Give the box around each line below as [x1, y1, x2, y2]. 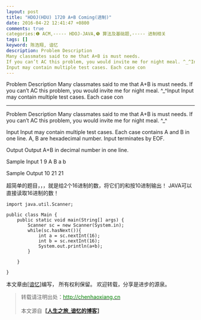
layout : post [6, 8, 39, 15]
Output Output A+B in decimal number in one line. [6, 147, 129, 154]
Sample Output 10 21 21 [6, 170, 64, 177]
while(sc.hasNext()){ [28, 228, 82, 234]
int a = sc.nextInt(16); [38, 233, 100, 239]
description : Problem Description [6, 48, 93, 54]
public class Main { [6, 212, 58, 218]
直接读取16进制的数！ [6, 190, 59, 197]
